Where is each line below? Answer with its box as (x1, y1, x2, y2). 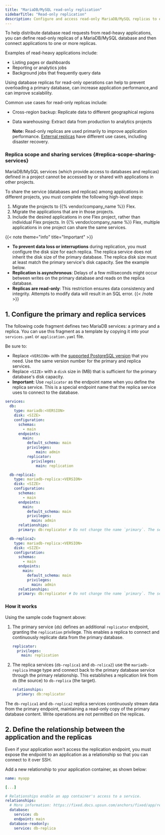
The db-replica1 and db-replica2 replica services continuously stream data (5, 701, 159, 707)
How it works (5, 603, 37, 610)
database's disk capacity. (12, 374, 64, 380)
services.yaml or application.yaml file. (5, 334, 84, 340)
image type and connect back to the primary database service (28, 667, 155, 673)
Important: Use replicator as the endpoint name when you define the (12, 379, 155, 385)
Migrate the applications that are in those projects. (12, 208, 114, 215)
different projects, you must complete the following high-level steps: (5, 193, 143, 200)
